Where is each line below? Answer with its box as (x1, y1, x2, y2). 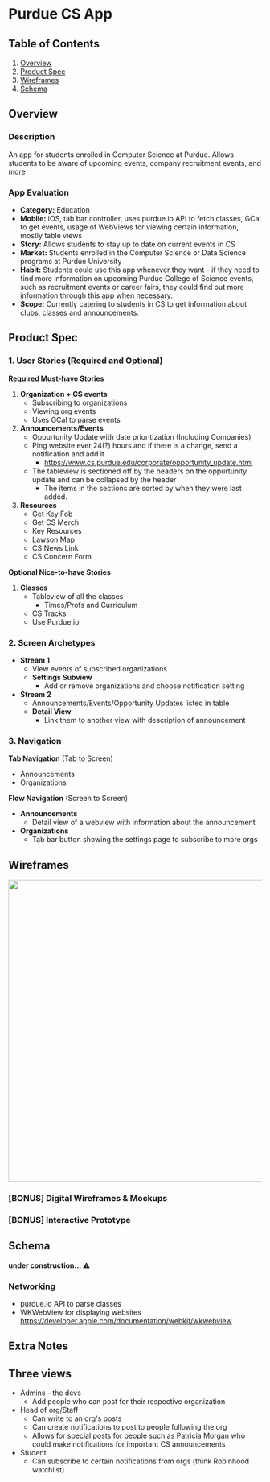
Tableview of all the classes (31, 591, 124, 601)
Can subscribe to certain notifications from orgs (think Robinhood (31, 1456, 250, 1466)
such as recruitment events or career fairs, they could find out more (19, 282, 245, 291)
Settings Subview (31, 672, 92, 682)
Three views (8, 1366, 72, 1381)
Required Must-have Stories (8, 374, 104, 383)
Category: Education (19, 204, 90, 214)
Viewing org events (31, 406, 96, 415)
